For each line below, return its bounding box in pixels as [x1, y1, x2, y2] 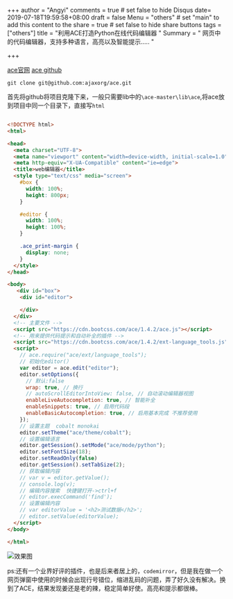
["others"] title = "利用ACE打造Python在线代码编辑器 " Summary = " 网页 [7, 29, 215, 37]
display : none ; [25, 249, 70, 256]
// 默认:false [25, 378, 64, 385]
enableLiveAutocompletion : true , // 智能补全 [25, 397, 156, 404]
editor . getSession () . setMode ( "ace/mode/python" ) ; [19, 442, 166, 449]
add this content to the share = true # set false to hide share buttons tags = [7, 21, 222, 28]
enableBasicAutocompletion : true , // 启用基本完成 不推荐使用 [25, 410, 198, 416]
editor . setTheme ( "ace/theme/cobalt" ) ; [19, 429, 132, 436]
